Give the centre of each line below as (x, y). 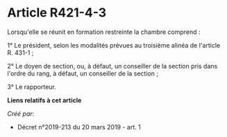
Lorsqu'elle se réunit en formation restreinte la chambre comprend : (104, 32)
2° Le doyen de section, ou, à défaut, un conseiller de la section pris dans (112, 66)
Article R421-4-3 (57, 13)
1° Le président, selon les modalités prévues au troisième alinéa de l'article (114, 45)
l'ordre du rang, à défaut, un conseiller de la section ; (83, 73)
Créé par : (21, 113)
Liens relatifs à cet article (44, 100)
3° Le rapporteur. (32, 86)
